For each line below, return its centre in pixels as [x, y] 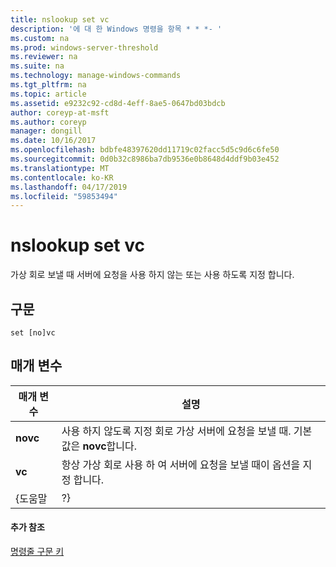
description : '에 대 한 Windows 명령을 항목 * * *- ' [116, 29]
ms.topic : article [48, 94]
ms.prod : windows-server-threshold [84, 47]
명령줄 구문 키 [37, 552]
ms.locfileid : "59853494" [64, 196]
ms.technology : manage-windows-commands [96, 76]
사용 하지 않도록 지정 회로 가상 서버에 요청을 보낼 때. [176, 431]
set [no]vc [33, 333]
